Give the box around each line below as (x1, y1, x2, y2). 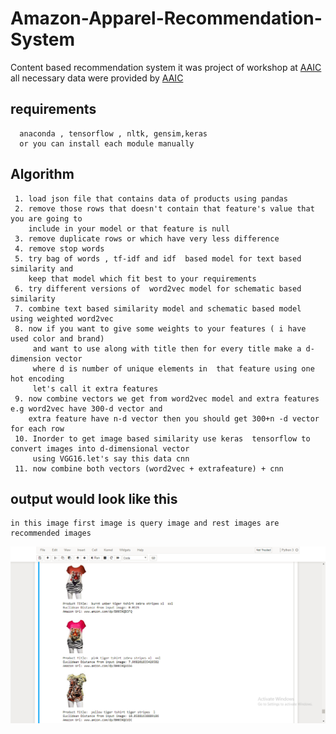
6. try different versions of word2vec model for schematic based (14, 283, 302, 294)
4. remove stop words (14, 243, 105, 254)
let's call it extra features (32, 383, 159, 394)
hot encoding (10, 373, 65, 384)
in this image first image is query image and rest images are (10, 518, 280, 529)
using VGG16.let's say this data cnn (32, 453, 190, 464)
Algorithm (10, 166, 75, 183)
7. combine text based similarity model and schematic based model (14, 303, 302, 314)
